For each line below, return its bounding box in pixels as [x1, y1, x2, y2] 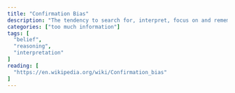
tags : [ [7, 29, 30, 37]
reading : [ [7, 62, 39, 69]
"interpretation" [13, 50, 64, 57]
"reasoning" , [13, 43, 52, 50]
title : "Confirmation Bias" [7, 10, 90, 17]
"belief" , [13, 36, 42, 43]
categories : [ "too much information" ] [7, 23, 120, 30]
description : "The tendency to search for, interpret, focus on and [7, 17, 211, 24]
